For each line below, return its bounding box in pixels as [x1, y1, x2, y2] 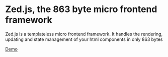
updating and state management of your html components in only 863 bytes [5, 36, 163, 42]
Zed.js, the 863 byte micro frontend [5, 4, 157, 15]
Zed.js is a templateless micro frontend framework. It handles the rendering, [5, 31, 163, 37]
